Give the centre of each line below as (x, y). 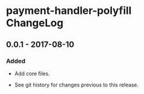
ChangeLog (35, 23)
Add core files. (32, 73)
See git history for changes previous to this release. (76, 85)
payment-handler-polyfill (69, 11)
